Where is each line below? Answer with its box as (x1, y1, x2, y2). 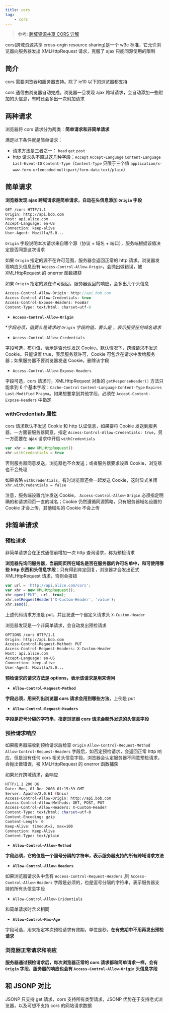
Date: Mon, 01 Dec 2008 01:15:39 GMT (5, 786, 84, 791)
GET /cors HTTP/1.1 (5, 207, 46, 212)
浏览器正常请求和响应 (5, 947, 57, 954)
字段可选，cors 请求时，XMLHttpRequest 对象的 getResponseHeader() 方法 (5, 377, 159, 384)
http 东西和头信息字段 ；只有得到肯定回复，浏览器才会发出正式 (11, 566, 140, 573)
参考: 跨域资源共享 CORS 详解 (17, 31, 79, 37)
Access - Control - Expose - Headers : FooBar (5, 300, 89, 305)
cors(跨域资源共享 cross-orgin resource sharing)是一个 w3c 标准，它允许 (5, 42, 157, 48)
